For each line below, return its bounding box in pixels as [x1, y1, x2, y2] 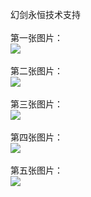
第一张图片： [10, 32, 63, 43]
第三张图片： [10, 98, 63, 110]
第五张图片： [10, 164, 63, 176]
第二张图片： [10, 65, 63, 77]
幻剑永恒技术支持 [10, 9, 81, 20]
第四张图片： [10, 131, 63, 143]
